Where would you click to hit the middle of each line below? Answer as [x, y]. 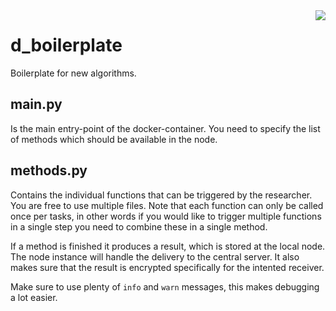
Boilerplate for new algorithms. [73, 73]
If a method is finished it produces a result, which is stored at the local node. [168, 246]
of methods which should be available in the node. [114, 139]
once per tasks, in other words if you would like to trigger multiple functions [166, 216]
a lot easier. [34, 297]
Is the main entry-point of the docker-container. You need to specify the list [165, 128]
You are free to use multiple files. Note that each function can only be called [167, 205]
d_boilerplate [66, 45]
